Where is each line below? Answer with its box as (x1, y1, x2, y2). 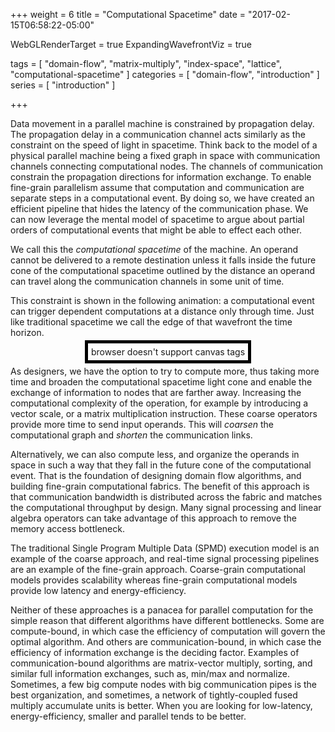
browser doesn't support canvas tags (90, 346, 246, 358)
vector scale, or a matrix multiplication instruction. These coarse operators (10, 408, 318, 419)
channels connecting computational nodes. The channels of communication (10, 160, 324, 172)
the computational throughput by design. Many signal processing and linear (10, 502, 322, 513)
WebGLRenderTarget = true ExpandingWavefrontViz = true (10, 39, 252, 50)
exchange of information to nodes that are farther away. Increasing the (10, 387, 302, 398)
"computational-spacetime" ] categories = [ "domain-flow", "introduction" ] (10, 69, 320, 80)
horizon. (10, 327, 45, 338)
